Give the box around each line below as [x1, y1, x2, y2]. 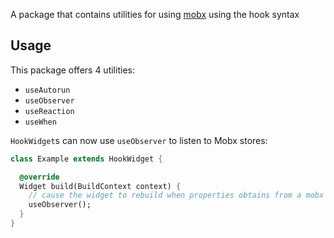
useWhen [24, 117, 57, 127]
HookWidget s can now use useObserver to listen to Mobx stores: [10, 134, 268, 146]
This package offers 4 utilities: [10, 64, 135, 76]
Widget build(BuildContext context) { [19, 181, 182, 191]
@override [19, 172, 60, 182]
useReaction [24, 106, 75, 116]
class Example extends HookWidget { [10, 154, 163, 164]
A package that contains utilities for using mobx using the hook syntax [10, 9, 300, 20]
